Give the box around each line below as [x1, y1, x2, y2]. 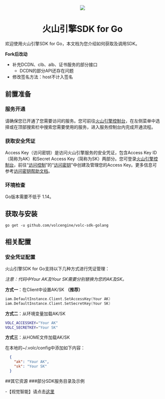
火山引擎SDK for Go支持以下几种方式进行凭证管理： [5, 266, 110, 271]
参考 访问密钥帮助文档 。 [5, 168, 53, 174]
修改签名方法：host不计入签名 [12, 74, 73, 80]
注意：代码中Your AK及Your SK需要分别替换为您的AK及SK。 [5, 276, 127, 282]
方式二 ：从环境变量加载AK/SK [5, 310, 66, 316]
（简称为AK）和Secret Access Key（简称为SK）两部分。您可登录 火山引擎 [5, 156, 154, 162]
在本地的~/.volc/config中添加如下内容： [5, 345, 85, 351]
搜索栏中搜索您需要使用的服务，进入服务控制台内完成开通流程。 [26, 124, 156, 130]
